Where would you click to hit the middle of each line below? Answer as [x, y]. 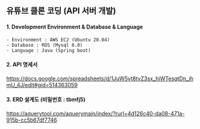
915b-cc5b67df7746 [32, 120]
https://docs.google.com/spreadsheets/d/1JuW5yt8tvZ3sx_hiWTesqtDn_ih [100, 78]
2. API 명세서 [22, 64]
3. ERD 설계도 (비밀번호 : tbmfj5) [46, 100]
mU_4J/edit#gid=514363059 [42, 85]
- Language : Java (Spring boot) [49, 51]
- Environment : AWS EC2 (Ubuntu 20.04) [58, 40]
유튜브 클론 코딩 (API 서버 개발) [61, 11]
